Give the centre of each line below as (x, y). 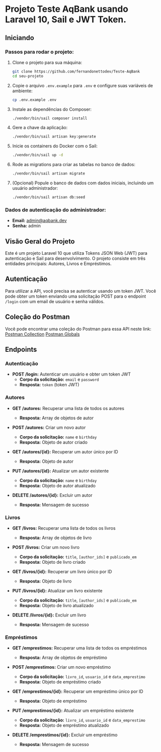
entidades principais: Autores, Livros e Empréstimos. (58, 263)
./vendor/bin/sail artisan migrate (49, 173)
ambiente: (22, 91)
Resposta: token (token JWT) (49, 385)
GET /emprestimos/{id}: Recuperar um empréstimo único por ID (78, 691)
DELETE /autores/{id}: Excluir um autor (52, 495)
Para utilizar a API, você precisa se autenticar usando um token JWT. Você (80, 291)
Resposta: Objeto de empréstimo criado (60, 682)
